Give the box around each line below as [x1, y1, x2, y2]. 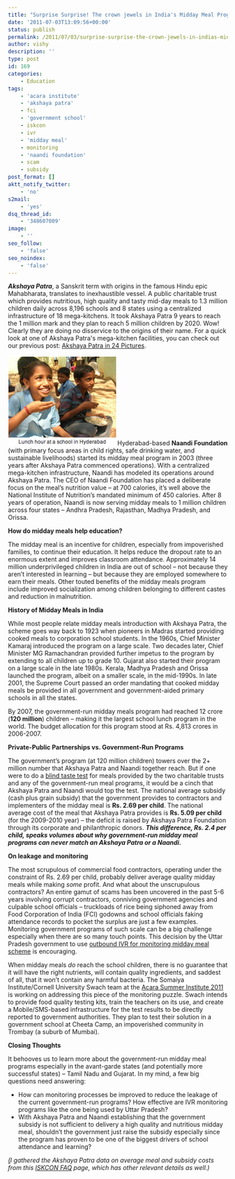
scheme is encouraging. [8, 948, 77, 956]
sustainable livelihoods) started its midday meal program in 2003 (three [8, 454, 213, 462]
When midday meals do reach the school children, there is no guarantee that [8, 961, 228, 969]
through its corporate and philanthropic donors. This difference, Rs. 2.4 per [8, 824, 227, 832]
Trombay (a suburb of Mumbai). [8, 1028, 100, 1036]
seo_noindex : [8, 255, 46, 262]
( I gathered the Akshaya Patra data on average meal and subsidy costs [8, 1156, 215, 1164]
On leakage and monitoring [8, 852, 89, 860]
